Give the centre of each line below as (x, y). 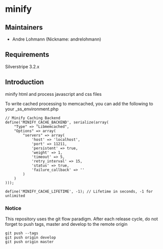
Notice (13, 208)
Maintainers (24, 27)
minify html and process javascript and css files (53, 94)
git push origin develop (31, 237)
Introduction (25, 82)
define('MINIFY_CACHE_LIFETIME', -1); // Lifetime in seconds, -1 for (79, 191)
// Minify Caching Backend (33, 118)
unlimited (15, 196)
